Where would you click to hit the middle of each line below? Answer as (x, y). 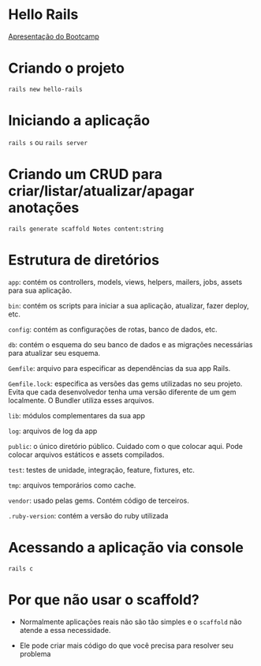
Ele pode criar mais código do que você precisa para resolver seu (127, 645)
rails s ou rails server (48, 142)
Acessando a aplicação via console (126, 547)
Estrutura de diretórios (84, 260)
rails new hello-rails (45, 89)
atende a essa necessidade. (65, 630)
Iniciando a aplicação (79, 121)
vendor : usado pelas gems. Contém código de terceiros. (99, 500)
